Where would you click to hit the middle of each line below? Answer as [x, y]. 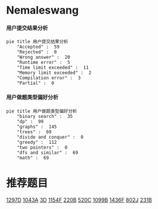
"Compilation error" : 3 [49, 78]
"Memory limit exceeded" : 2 [54, 73]
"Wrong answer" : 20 [43, 57]
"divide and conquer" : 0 [50, 137]
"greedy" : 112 [37, 142]
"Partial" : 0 [36, 83]
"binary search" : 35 [45, 116]
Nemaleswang [42, 10]
